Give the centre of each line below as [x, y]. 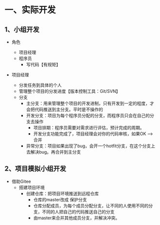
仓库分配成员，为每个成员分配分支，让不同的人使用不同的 [91, 206]
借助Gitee [21, 181]
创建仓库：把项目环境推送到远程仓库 [62, 193]
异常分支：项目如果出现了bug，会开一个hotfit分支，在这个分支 [89, 146]
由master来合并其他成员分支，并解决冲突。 [77, 218]
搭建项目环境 [32, 187]
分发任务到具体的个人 [40, 85]
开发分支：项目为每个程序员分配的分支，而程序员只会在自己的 [88, 115]
